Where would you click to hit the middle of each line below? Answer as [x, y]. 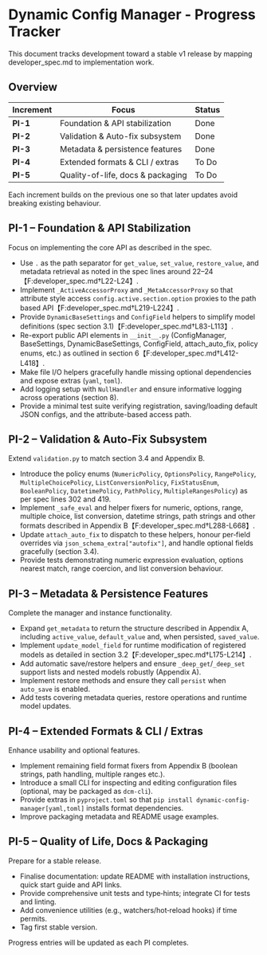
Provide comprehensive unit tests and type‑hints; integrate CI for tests [135, 893]
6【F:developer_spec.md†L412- [187, 353]
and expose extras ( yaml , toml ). [71, 380]
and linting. [38, 902]
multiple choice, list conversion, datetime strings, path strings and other [137, 517]
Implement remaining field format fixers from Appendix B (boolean [128, 766]
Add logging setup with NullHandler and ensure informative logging [131, 389]
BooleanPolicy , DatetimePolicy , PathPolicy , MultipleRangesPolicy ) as [134, 491]
